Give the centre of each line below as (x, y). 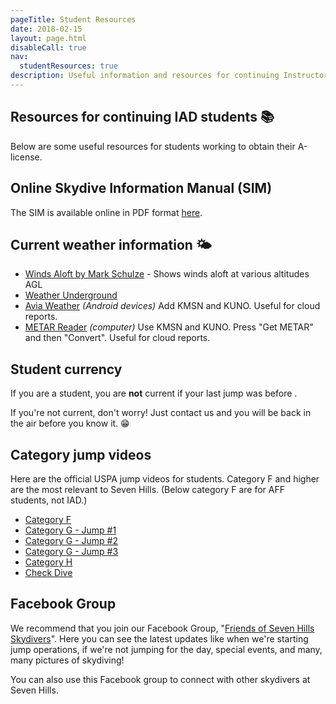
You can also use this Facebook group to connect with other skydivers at (160, 679)
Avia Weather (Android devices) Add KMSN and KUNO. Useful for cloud (172, 306)
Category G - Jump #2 (71, 540)
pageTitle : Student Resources (73, 19)
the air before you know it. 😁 (70, 423)
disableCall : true (48, 47)
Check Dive (48, 572)
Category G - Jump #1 (70, 530)
